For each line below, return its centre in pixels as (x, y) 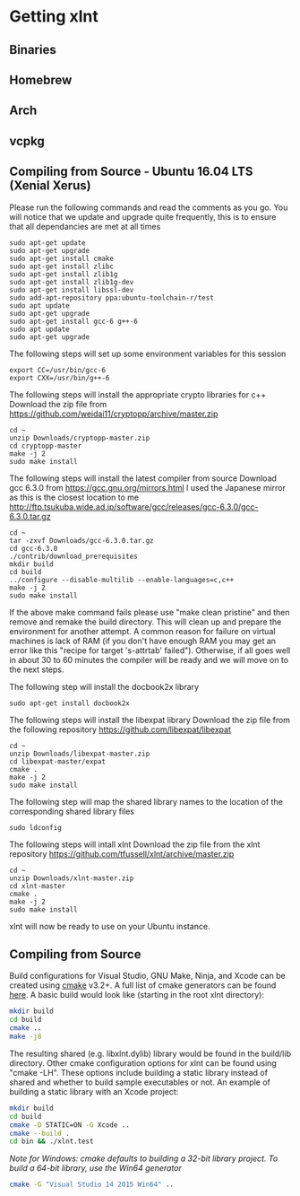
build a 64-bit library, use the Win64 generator (95, 1168)
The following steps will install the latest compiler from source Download (143, 478)
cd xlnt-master (38, 886)
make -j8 (26, 1036)
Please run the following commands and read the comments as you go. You (149, 207)
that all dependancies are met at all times (85, 226)
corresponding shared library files (72, 811)
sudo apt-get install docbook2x (69, 703)
